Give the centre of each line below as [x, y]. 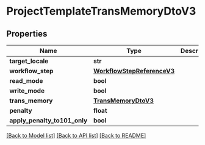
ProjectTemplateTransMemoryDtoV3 [101, 11]
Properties [27, 34]
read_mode [26, 81]
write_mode [27, 91]
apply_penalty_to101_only [49, 120]
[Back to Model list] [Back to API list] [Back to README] [76, 136]
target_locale [29, 61]
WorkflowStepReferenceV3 [134, 71]
